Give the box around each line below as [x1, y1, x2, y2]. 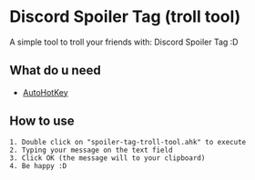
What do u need [9, 63, 102, 78]
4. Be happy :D [9, 161, 67, 170]
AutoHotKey [22, 86, 68, 97]
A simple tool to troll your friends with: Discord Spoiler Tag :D [9, 36, 239, 47]
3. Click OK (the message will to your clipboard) [9, 153, 206, 163]
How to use [9, 114, 75, 129]
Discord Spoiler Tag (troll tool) [9, 6, 241, 27]
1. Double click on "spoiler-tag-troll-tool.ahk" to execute [9, 137, 247, 146]
